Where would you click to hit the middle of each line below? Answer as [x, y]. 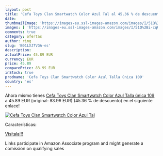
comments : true [20, 32]
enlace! [12, 106]
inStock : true [19, 73]
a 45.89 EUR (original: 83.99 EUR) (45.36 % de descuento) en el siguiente [79, 100]
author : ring [18, 41]
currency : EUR [19, 59]
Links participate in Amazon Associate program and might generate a [74, 143]
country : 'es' [19, 81]
